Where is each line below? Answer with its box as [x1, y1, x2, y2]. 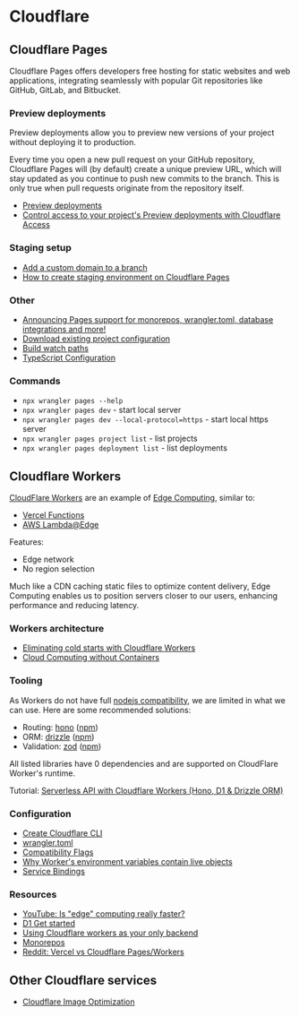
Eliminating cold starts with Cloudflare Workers [21, 642, 196, 653]
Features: [9, 537, 45, 547]
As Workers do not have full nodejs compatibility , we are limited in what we [9, 694, 286, 705]
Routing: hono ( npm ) [21, 721, 98, 732]
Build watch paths [21, 342, 90, 353]
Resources [9, 888, 57, 900]
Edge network [21, 554, 74, 564]
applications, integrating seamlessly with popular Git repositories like [9, 75, 263, 86]
